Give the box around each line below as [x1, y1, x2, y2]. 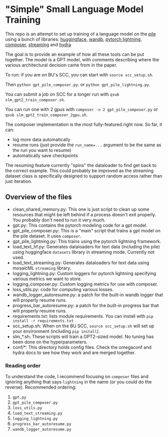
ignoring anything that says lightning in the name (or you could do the [5, 379, 152, 385]
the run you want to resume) [12, 147, 71, 153]
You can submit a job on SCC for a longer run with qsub [5, 91, 119, 97]
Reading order [5, 362, 41, 369]
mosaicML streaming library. [12, 265, 71, 271]
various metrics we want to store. [12, 276, 82, 282]
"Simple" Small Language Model [5, 4, 144, 15]
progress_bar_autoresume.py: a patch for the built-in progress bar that [12, 302, 159, 308]
